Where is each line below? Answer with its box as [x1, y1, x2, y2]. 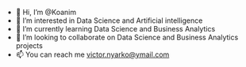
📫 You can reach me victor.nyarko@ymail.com [15, 50, 170, 59]
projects [15, 41, 44, 50]
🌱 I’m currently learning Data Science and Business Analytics [15, 24, 216, 33]
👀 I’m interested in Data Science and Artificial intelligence [15, 16, 203, 25]
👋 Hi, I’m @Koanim [15, 8, 77, 17]
